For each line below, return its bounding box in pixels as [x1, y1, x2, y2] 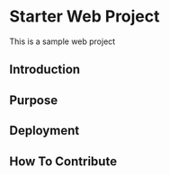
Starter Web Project [9, 6, 160, 27]
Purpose [9, 92, 58, 108]
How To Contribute [9, 153, 118, 169]
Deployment [9, 123, 80, 138]
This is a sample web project [9, 36, 116, 47]
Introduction [9, 62, 81, 77]
